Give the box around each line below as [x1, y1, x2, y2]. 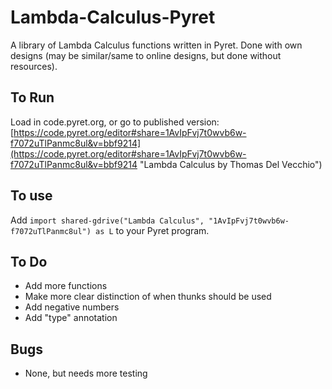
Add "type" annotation [24, 312, 118, 324]
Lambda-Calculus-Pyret [10, 6, 216, 29]
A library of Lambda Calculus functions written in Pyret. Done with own [10, 39, 303, 51]
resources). [10, 60, 58, 72]
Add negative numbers [24, 301, 120, 313]
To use [10, 187, 53, 205]
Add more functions [24, 280, 108, 292]
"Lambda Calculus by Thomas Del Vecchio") [139, 158, 323, 170]
